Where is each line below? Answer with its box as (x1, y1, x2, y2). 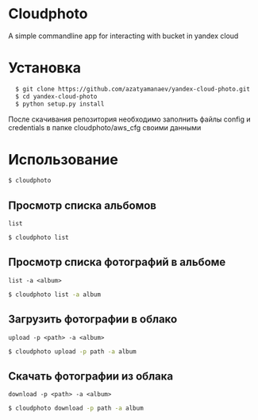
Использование (8, 150, 119, 168)
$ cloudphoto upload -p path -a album (8, 347, 137, 356)
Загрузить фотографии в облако (8, 313, 178, 326)
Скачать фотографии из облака (8, 369, 173, 383)
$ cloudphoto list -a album (8, 291, 102, 299)
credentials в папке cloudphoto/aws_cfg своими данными (8, 122, 202, 132)
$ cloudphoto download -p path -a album (8, 404, 144, 413)
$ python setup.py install (15, 100, 105, 108)
